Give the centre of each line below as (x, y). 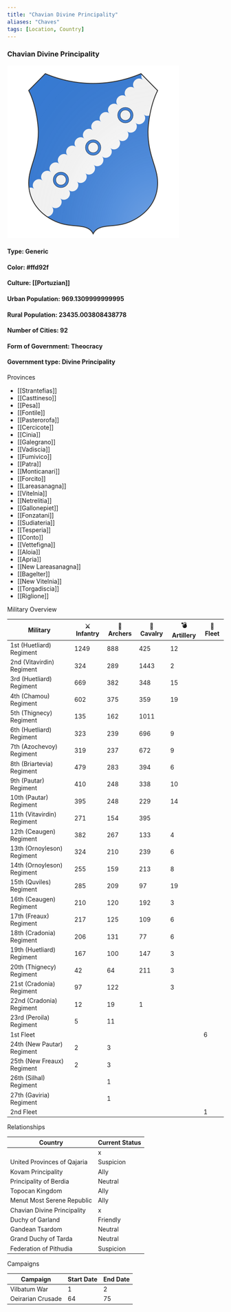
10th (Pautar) (29, 798)
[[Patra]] (29, 464)
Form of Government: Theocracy (55, 346)
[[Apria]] (29, 560)
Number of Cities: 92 (37, 331)
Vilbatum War (29, 1289)
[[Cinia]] (29, 435)
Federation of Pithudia (41, 1249)
